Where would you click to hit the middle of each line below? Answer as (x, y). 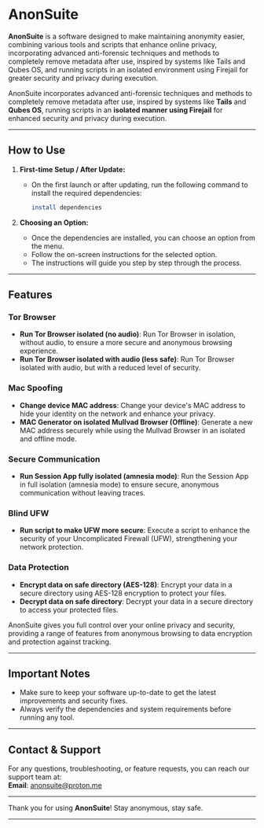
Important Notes (49, 673)
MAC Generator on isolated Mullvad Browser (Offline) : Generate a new (136, 421)
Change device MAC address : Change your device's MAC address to (132, 405)
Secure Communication (54, 459)
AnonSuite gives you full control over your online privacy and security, (122, 625)
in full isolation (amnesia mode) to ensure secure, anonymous (119, 484)
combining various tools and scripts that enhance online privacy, (113, 44)
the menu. (48, 246)
